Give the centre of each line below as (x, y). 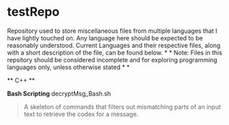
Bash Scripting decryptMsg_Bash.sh (59, 94)
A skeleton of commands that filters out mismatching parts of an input (122, 107)
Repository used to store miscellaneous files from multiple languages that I (112, 31)
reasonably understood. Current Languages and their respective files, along (114, 45)
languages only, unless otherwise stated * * (68, 67)
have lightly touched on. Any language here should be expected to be (105, 38)
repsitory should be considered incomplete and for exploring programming (112, 59)
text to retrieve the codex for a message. (81, 114)
